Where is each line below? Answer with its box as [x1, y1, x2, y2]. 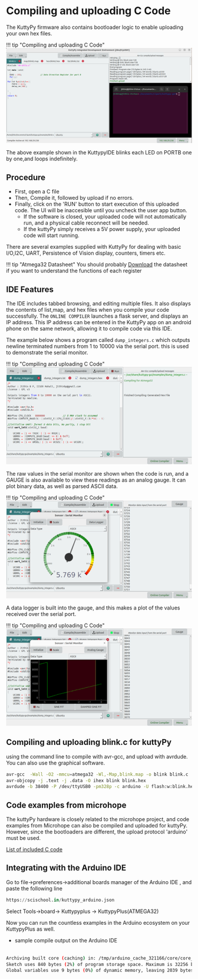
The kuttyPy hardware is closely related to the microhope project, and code [6, 816, 190, 823]
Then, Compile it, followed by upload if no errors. [14, 195, 134, 202]
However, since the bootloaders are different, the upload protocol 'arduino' [6, 828, 188, 835]
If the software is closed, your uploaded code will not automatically [23, 213, 187, 220]
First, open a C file [14, 188, 60, 195]
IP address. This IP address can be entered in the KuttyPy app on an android [6, 318, 192, 325]
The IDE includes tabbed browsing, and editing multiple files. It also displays [6, 299, 192, 307]
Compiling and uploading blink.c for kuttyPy [6, 737, 172, 747]
